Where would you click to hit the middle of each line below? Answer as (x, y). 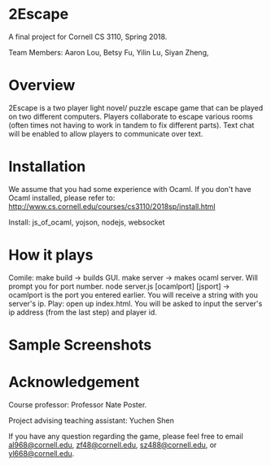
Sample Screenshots (80, 344)
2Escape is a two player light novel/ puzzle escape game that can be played (136, 107)
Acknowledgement (74, 382)
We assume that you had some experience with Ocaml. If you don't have (130, 189)
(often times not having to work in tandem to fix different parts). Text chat (131, 125)
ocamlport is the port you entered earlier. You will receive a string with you (133, 294)
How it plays (51, 255)
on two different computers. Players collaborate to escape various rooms (131, 116)
